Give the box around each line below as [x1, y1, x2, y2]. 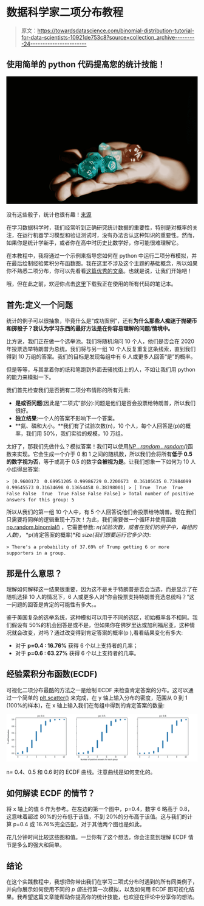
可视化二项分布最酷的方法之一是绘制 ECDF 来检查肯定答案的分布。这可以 [6, 686, 188, 693]
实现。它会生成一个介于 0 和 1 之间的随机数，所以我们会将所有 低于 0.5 [16, 450, 192, 458]
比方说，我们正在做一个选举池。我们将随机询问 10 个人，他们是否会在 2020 [6, 338, 195, 345]
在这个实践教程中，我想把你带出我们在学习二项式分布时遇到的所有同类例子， [6, 878, 198, 885]
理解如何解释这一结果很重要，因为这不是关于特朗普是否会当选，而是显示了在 [6, 586, 198, 593]
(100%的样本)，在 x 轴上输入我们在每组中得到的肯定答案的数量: [6, 701, 165, 709]
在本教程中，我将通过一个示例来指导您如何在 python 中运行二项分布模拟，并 [6, 252, 197, 260]
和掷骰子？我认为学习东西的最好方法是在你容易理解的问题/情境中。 [6, 325, 174, 332]
